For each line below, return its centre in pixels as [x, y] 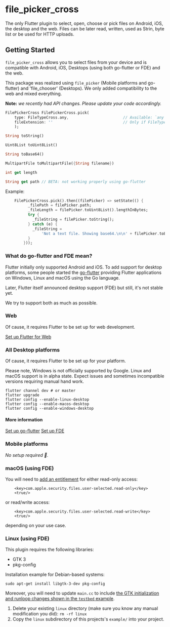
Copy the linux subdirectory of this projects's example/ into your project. [88, 619]
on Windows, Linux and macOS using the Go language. [63, 278]
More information [24, 419]
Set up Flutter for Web [28, 337]
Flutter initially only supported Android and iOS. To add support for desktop [84, 267]
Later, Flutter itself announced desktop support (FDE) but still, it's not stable [84, 288]
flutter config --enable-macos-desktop [47, 404]
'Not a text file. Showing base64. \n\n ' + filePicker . [100, 233]
